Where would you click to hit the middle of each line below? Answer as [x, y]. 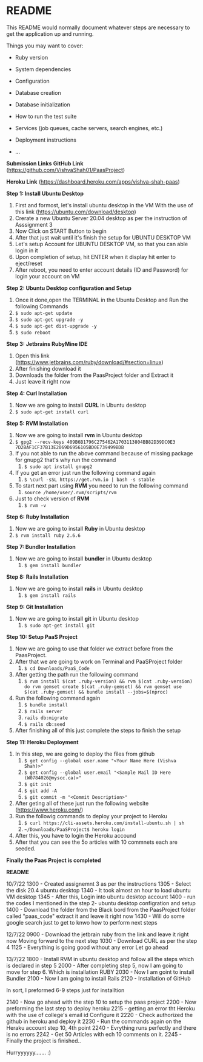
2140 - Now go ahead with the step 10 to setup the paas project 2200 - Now [101, 1002]
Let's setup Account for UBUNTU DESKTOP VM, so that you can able [101, 244]
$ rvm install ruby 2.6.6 [48, 536]
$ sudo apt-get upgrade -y [49, 320]
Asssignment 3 [34, 224]
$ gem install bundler [53, 565]
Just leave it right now [43, 381]
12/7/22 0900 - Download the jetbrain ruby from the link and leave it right [98, 934]
